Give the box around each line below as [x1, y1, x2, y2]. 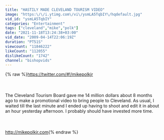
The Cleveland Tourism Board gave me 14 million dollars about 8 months [5, 93, 152, 98]
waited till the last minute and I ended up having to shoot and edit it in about [5, 103, 160, 109]
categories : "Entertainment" [5, 21, 65, 26]
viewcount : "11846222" [5, 44, 52, 49]
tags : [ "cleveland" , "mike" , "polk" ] [5, 26, 79, 31]
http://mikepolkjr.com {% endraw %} [5, 129, 79, 135]
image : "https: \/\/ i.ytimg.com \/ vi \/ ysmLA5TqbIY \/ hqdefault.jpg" [5, 12, 142, 17]
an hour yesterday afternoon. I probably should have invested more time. [5, 108, 153, 114]
